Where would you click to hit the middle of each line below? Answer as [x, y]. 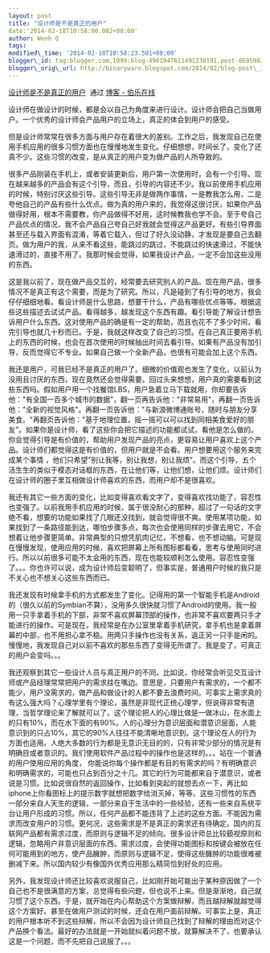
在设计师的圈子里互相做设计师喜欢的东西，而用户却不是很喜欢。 [114, 479]
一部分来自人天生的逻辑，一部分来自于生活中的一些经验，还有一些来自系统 [131, 803]
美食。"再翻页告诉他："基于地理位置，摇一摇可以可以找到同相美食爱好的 [128, 419]
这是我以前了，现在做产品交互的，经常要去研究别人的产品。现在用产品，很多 [135, 281]
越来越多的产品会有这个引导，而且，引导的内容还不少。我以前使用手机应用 [138, 184]
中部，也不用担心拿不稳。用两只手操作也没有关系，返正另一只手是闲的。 [142, 635]
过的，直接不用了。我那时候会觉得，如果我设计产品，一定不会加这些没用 [142, 254]
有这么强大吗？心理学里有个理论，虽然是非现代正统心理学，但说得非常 [125, 702]
